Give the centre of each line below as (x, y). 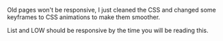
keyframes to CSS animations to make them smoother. (84, 17)
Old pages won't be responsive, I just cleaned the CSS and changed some (112, 10)
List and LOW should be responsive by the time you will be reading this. (108, 30)
